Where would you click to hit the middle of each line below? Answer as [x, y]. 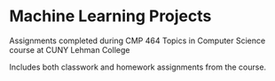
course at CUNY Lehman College [70, 49]
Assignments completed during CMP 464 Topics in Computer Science [137, 40]
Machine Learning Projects [110, 16]
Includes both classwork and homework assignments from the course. [138, 67]
